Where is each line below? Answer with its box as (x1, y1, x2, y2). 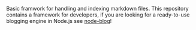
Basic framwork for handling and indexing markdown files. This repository (6, 5, 189, 12)
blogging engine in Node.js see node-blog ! (6, 18, 112, 24)
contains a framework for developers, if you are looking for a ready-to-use (6, 11, 190, 18)
